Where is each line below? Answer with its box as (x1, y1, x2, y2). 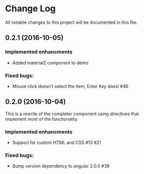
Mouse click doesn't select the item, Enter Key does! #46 (12, 83, 129, 89)
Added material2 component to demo (12, 60, 89, 66)
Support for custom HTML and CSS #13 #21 (12, 139, 101, 146)
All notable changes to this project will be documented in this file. (5, 19, 138, 25)
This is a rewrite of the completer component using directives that (5, 111, 139, 117)
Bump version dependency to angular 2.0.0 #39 (12, 163, 110, 169)
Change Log (5, 3, 56, 14)
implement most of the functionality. (5, 116, 79, 122)
